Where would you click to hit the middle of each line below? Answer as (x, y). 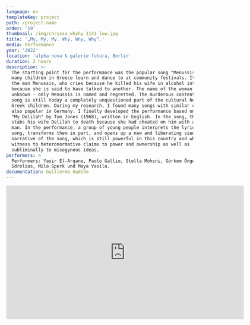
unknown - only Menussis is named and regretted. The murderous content (103, 94)
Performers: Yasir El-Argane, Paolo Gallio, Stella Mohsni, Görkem (97, 161)
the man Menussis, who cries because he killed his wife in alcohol (98, 84)
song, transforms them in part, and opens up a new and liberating (97, 133)
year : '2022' (22, 51)
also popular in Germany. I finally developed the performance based (99, 111)
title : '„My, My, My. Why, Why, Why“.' (56, 39)
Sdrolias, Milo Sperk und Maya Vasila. (61, 166)
